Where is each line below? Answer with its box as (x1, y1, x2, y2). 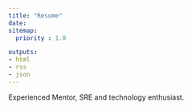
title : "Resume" (8, 11, 63, 20)
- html (8, 56, 31, 64)
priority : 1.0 (15, 33, 67, 42)
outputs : (8, 49, 38, 57)
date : (8, 19, 27, 27)
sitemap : (8, 26, 38, 34)
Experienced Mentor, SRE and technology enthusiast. (8, 92, 185, 102)
